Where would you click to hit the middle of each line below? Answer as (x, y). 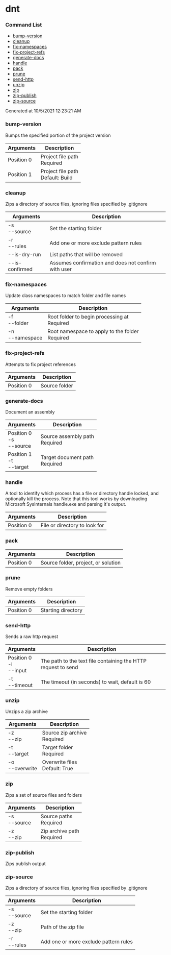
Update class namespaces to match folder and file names (66, 296)
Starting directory (62, 610)
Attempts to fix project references (41, 364)
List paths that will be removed (86, 255)
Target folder (58, 747)
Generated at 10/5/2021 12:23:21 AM (43, 111)
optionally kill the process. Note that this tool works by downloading (76, 499)
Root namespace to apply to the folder (93, 331)
